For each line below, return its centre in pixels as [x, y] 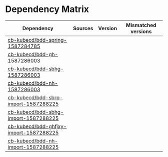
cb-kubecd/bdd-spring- [37, 40]
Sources [83, 28]
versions [141, 31]
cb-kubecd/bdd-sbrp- [35, 97]
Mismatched [141, 25]
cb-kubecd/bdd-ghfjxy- [37, 126]
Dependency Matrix [47, 9]
